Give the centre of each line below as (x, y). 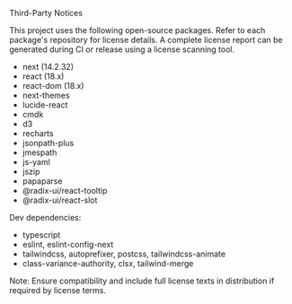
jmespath (40, 152)
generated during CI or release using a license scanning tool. (122, 49)
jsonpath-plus (48, 143)
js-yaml (36, 162)
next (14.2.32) (48, 67)
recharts (38, 133)
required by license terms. (58, 290)
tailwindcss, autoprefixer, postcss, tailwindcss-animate (124, 254)
